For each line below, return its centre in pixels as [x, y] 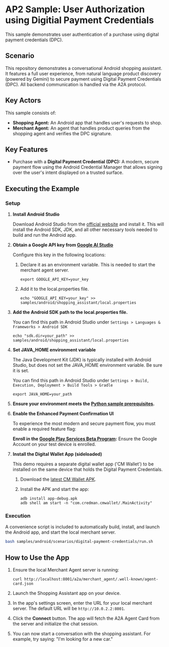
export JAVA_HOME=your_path [42, 394]
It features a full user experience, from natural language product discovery [83, 73]
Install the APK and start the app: [55, 489]
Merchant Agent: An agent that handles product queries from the [81, 128]
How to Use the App [37, 557]
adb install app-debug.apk [49, 499]
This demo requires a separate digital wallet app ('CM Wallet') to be [83, 464]
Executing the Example [42, 189]
